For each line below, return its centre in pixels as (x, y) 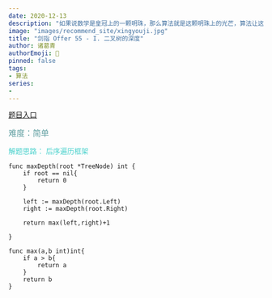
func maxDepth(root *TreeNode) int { (72, 166)
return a (52, 266)
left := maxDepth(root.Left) (72, 202)
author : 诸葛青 (32, 46)
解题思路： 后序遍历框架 (49, 151)
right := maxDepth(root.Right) (76, 209)
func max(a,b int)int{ (47, 251)
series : (21, 83)
